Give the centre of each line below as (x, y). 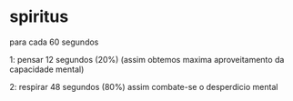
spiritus (39, 17)
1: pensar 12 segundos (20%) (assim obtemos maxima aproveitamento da (147, 59)
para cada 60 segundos (54, 42)
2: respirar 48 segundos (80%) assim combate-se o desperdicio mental (144, 86)
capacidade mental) (47, 69)
